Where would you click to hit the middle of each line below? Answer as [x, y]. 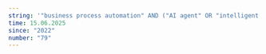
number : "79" [30, 38]
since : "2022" [32, 30]
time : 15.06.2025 [37, 23]
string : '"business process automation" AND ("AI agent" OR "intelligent [134, 15]
